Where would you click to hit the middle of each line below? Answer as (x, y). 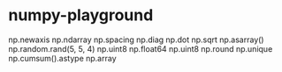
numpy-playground (81, 15)
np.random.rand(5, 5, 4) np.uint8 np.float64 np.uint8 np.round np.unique (141, 48)
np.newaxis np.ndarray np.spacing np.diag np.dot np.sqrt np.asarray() (136, 40)
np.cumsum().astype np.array (62, 58)
